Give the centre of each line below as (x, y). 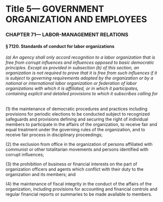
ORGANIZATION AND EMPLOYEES (76, 19)
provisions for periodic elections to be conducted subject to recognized (78, 114)
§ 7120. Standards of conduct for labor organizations (60, 46)
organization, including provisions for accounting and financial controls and (81, 189)
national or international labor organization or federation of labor (71, 83)
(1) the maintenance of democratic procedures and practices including (77, 109)
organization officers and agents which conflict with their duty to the (75, 169)
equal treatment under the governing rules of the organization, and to (75, 129)
